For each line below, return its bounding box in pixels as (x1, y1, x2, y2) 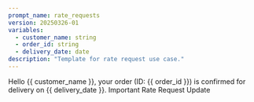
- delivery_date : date (15, 48, 90, 56)
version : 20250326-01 (8, 19, 79, 27)
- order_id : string (15, 41, 79, 49)
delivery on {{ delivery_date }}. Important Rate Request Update (8, 85, 211, 94)
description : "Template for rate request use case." (8, 56, 185, 64)
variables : (8, 26, 44, 34)
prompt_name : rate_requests (8, 11, 101, 20)
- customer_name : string (15, 33, 97, 42)
